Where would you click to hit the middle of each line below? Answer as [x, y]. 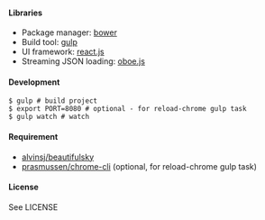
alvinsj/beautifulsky [58, 157]
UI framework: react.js [63, 52]
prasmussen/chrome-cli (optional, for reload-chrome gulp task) [139, 166]
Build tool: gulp [49, 42]
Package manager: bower [69, 32]
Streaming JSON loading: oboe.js [83, 61]
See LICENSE [33, 206]
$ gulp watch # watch [49, 117]
